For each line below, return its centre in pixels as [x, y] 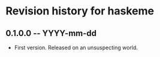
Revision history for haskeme [80, 11]
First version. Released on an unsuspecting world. [76, 47]
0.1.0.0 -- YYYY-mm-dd [51, 33]
